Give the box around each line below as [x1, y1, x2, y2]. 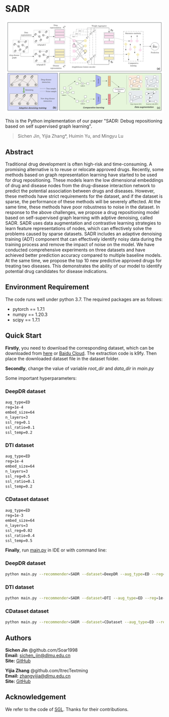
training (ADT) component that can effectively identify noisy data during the [5, 236, 162, 242]
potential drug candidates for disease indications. [5, 268, 108, 274]
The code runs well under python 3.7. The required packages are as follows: [5, 296, 163, 302]
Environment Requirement [5, 283, 90, 292]
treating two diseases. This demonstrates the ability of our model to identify [5, 263, 162, 269]
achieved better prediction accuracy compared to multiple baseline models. [5, 252, 162, 258]
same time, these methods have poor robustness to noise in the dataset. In [5, 204, 160, 210]
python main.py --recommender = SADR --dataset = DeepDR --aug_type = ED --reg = [5, 571, 165, 577]
